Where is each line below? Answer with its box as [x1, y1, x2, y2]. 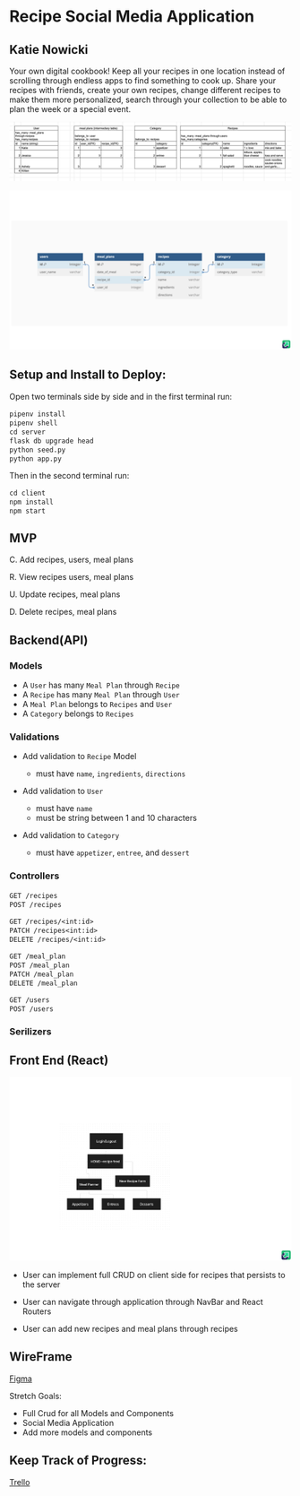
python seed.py [9, 445, 66, 454]
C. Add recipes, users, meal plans [9, 554, 134, 566]
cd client [9, 489, 47, 497]
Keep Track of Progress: [9, 1453, 148, 1468]
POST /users [9, 1004, 54, 1014]
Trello [9, 1476, 30, 1487]
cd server [9, 428, 47, 437]
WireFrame [9, 1349, 73, 1364]
